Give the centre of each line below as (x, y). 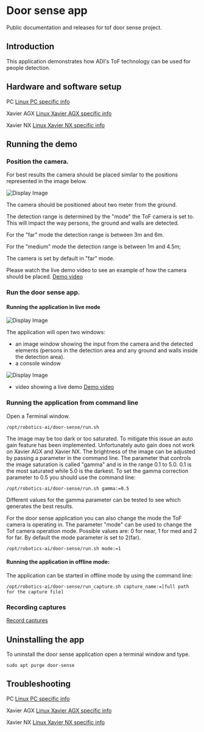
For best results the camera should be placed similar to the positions (92, 175)
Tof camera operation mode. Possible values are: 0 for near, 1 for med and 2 (102, 531)
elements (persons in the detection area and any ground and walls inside (106, 350)
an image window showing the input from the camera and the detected (104, 344)
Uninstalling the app (45, 640)
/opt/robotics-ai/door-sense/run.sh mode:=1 (64, 548)
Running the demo (42, 144)
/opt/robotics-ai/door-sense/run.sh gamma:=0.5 (68, 488)
